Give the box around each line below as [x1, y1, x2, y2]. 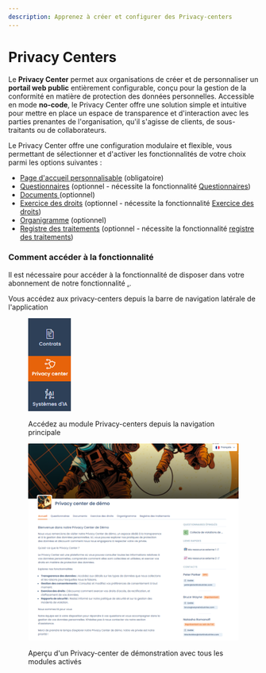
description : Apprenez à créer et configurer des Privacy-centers [8, 13, 233, 21]
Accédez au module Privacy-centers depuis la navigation [28, 418, 215, 429]
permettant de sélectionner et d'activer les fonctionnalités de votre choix [8, 149, 246, 158]
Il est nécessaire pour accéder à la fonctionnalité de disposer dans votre [8, 270, 245, 279]
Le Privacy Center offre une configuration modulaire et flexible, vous [8, 140, 233, 150]
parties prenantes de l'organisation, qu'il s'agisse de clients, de [8, 116, 215, 126]
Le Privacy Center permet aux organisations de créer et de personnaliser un [8, 74, 259, 84]
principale [28, 427, 61, 437]
